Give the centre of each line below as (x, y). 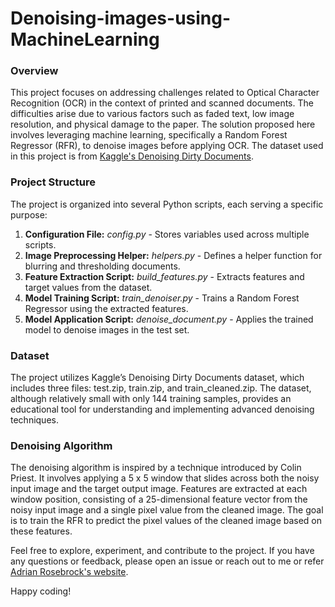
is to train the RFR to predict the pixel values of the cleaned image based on (166, 521)
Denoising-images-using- (121, 18)
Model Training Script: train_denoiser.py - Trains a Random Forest (162, 298)
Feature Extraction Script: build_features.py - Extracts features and (164, 276)
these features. (41, 531)
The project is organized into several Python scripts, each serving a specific (167, 204)
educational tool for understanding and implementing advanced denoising (162, 409)
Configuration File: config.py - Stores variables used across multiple (167, 234)
